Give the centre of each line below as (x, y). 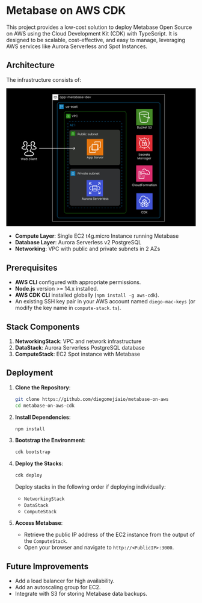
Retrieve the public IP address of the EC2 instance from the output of (109, 535)
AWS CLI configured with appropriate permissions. (78, 282)
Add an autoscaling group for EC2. (58, 587)
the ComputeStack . (46, 541)
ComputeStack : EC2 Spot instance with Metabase (77, 354)
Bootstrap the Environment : (50, 441)
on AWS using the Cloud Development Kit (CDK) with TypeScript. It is (92, 33)
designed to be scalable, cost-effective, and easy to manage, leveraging (96, 40)
